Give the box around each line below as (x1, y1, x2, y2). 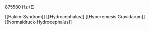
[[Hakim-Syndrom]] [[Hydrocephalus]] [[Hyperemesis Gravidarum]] (5, 14, 145, 19)
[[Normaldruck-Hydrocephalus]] (5, 19, 72, 25)
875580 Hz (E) (5, 4, 35, 10)
